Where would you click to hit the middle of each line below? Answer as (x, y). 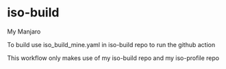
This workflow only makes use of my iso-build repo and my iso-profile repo (113, 58)
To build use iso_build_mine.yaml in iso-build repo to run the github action (111, 44)
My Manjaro (24, 31)
